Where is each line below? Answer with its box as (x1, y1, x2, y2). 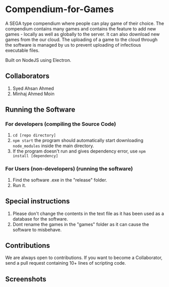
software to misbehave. (12, 227, 62, 233)
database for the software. (12, 216, 68, 222)
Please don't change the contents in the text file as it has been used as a (12, 210, 164, 217)
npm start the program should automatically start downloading (12, 137, 143, 143)
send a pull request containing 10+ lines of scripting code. (5, 260, 126, 266)
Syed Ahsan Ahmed (12, 85, 54, 91)
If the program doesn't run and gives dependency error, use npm (12, 148, 146, 154)
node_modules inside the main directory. (12, 143, 95, 149)
